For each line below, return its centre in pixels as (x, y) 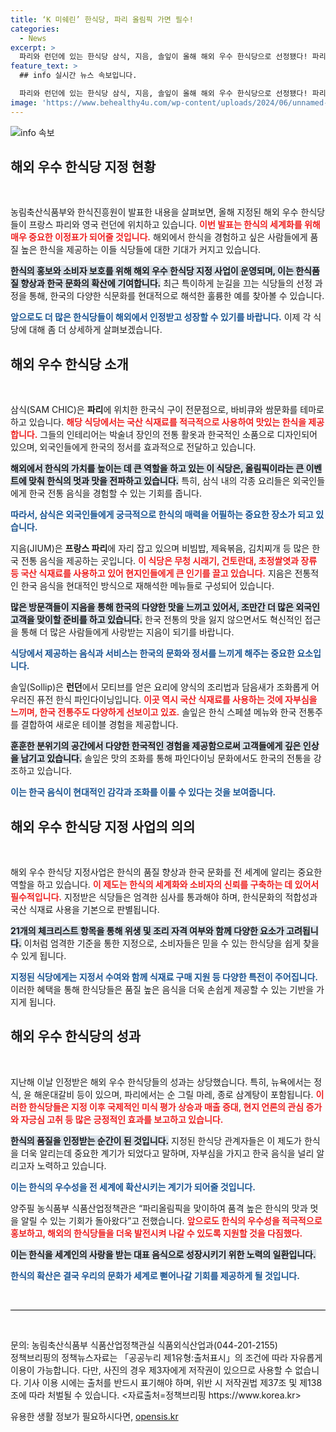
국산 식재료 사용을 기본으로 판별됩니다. (85, 910)
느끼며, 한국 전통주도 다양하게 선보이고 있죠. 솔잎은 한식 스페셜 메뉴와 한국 (153, 712)
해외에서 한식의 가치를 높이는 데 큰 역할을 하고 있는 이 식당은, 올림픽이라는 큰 (157, 468)
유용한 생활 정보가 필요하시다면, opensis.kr (94, 1416)
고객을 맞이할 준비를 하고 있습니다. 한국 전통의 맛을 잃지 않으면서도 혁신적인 (156, 620)
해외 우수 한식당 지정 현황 (83, 167)
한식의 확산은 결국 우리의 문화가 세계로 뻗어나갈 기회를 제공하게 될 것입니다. (155, 1275)
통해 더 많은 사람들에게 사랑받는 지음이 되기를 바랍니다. (127, 632)
